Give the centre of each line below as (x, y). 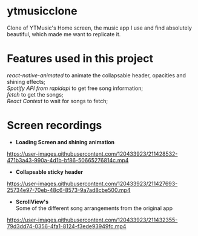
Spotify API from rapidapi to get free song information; (75, 88)
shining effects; (26, 81)
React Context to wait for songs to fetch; (58, 101)
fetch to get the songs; (35, 94)
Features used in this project (80, 59)
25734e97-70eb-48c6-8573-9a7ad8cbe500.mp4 (69, 190)
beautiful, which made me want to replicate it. (64, 34)
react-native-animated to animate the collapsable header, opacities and (97, 75)
